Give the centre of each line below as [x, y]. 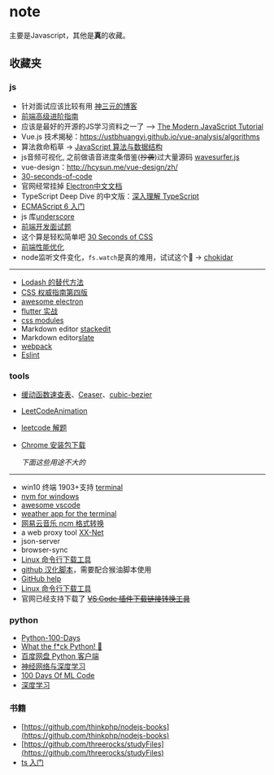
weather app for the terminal [69, 513]
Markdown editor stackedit [66, 329]
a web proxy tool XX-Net [62, 532]
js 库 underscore [48, 216]
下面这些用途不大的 [53, 462]
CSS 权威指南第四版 [54, 292]
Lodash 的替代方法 [52, 282]
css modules [42, 320]
